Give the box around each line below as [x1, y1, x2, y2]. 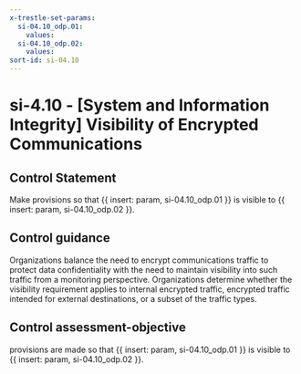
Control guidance [9, 230, 111, 246]
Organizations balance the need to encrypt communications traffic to [9, 255, 269, 265]
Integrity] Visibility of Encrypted [9, 115, 259, 135]
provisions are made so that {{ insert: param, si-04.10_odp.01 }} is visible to [9, 344, 291, 355]
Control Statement [9, 170, 117, 185]
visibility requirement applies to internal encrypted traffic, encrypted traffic [9, 284, 290, 295]
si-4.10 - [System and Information [9, 95, 270, 116]
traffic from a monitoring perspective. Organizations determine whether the [9, 274, 293, 285]
